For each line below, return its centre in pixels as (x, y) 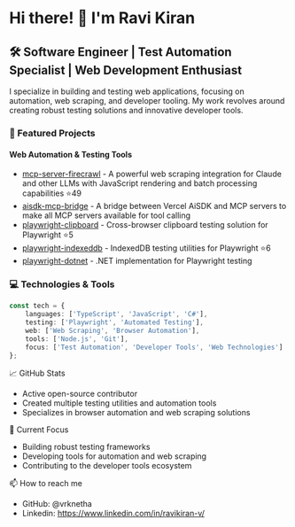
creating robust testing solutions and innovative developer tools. (126, 110)
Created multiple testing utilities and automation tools (119, 403)
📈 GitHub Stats (37, 373)
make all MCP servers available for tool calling (106, 215)
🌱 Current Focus (39, 430)
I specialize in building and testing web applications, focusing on (127, 91)
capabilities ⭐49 (52, 193)
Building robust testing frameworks (86, 446)
